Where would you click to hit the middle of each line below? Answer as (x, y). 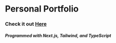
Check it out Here (26, 24)
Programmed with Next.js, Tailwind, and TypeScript (58, 35)
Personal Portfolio (42, 9)
